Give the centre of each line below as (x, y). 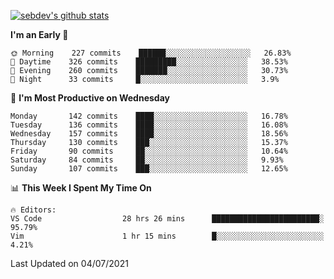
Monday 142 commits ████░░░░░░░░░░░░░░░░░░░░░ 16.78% (149, 116)
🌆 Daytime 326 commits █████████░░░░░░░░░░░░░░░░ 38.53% (149, 62)
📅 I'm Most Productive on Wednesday (90, 98)
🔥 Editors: (33, 210)
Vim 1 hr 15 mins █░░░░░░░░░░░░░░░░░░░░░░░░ (167, 236)
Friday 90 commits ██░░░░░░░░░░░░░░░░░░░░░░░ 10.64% (149, 151)
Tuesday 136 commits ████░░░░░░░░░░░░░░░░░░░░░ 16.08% (149, 125)
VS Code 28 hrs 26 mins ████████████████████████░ (167, 219)
